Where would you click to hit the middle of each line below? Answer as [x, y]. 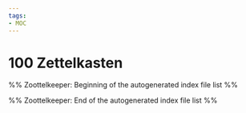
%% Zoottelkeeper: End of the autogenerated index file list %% [113, 100]
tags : [17, 16]
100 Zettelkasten [66, 63]
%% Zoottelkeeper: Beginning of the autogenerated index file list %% [123, 85]
